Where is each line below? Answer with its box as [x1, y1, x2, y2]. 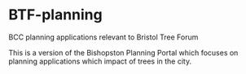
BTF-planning [8, 6, 103, 24]
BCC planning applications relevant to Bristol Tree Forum [8, 32, 199, 42]
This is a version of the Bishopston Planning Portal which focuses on [8, 47, 239, 57]
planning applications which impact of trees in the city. [8, 56, 192, 66]
